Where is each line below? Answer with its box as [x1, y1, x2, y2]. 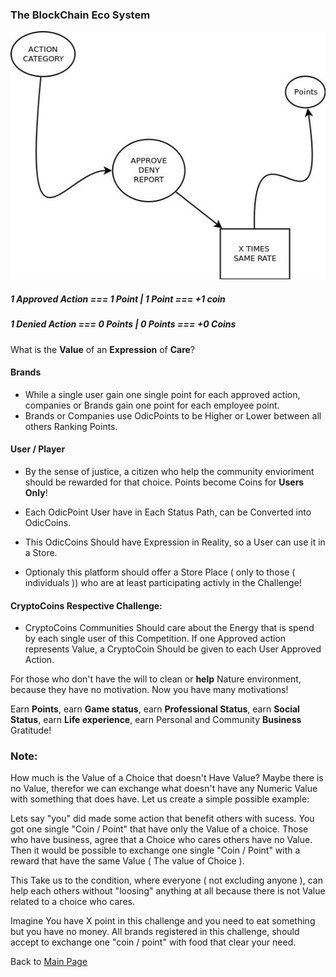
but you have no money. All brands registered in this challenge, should [10, 926, 300, 938]
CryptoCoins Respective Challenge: [10, 599, 163, 612]
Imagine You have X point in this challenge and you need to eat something [10, 915, 316, 927]
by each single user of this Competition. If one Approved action [24, 633, 287, 645]
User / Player [10, 443, 66, 455]
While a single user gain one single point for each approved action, [24, 388, 301, 400]
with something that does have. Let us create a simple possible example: [10, 793, 310, 805]
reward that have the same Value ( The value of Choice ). [10, 855, 245, 867]
